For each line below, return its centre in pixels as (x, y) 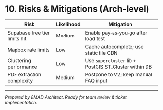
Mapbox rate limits (29, 50)
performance (22, 67)
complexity (20, 80)
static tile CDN (101, 53)
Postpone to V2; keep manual (119, 74)
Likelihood (68, 24)
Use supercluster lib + (111, 60)
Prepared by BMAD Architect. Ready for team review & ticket (66, 97)
